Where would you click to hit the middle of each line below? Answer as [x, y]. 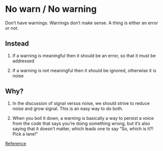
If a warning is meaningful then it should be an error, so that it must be [84, 55]
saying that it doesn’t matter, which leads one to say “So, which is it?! [83, 128]
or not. [12, 28]
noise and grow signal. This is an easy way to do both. [68, 108]
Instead [17, 44]
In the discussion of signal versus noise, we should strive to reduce [81, 103]
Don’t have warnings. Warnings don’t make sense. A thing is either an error [82, 23]
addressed [23, 61]
